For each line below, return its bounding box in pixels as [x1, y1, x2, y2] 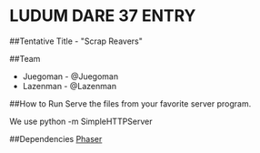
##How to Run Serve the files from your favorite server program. [9, 97, 252, 109]
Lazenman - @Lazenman [22, 80, 116, 91]
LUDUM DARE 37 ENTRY [9, 5, 196, 26]
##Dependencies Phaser [9, 133, 103, 144]
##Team [9, 53, 41, 64]
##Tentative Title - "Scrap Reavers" [9, 36, 144, 46]
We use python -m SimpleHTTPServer [9, 116, 153, 127]
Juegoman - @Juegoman [22, 70, 119, 82]
